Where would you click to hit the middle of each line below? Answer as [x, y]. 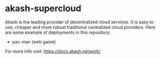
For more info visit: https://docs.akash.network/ [53, 51]
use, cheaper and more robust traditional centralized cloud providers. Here [80, 27]
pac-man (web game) [34, 41]
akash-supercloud [43, 9]
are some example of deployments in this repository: [58, 32]
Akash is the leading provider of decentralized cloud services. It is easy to [79, 22]
